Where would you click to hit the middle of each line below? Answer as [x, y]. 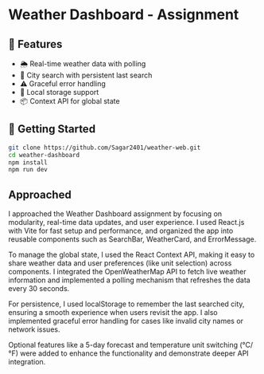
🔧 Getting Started [52, 129]
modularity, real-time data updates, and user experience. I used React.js [126, 222]
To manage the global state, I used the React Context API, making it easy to [132, 255]
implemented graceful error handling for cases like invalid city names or [126, 321]
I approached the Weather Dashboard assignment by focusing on [115, 214]
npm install [28, 162]
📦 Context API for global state [70, 101]
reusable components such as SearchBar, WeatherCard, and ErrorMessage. [132, 239]
